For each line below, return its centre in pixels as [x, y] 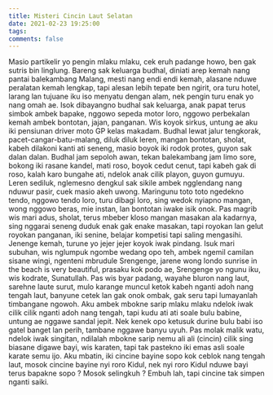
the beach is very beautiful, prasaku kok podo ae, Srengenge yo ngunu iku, [134, 270]
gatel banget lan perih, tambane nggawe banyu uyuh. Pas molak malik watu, [136, 330]
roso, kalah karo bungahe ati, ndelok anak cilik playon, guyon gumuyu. [127, 174]
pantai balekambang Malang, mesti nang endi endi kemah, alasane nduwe [133, 79]
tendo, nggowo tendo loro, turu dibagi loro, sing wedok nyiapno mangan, [130, 200]
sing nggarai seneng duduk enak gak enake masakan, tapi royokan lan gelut [136, 226]
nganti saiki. [29, 382]
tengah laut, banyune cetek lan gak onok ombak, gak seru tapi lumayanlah [133, 296]
